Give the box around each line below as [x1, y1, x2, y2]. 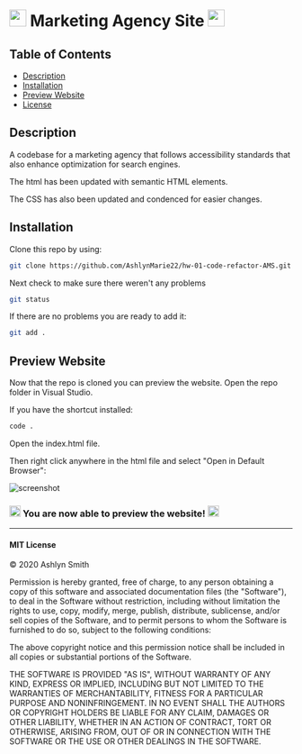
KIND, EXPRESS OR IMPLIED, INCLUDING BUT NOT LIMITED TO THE [9, 678, 264, 689]
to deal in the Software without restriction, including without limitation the [9, 595, 280, 607]
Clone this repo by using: [9, 243, 102, 254]
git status [9, 295, 50, 304]
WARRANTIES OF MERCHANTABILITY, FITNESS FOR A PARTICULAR [9, 688, 263, 699]
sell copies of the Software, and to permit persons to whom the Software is [9, 615, 288, 626]
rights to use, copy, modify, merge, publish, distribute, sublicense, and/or [9, 605, 280, 616]
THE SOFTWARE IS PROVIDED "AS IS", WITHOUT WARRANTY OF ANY [9, 669, 271, 680]
